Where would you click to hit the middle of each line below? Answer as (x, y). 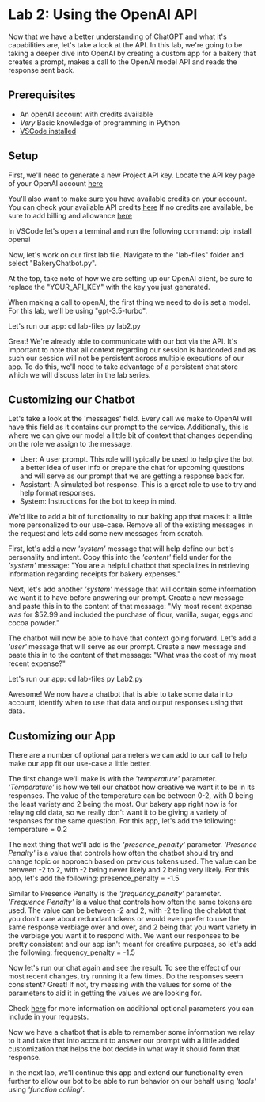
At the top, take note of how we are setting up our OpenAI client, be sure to (131, 278)
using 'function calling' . (47, 1089)
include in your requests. (49, 1017)
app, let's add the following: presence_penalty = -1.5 (94, 878)
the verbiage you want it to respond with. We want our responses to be (124, 936)
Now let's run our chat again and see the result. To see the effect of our (125, 968)
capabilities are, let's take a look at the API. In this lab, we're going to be (125, 44)
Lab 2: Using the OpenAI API (103, 15)
